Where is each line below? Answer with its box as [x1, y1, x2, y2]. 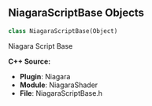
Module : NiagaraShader [19, 80, 98, 90]
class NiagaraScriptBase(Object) [8, 27, 118, 35]
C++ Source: [8, 57, 51, 66]
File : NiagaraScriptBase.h [19, 88, 103, 97]
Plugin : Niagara [19, 71, 71, 81]
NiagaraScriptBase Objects [8, 6, 144, 20]
